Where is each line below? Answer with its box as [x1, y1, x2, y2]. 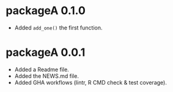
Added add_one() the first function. [14, 24, 103, 31]
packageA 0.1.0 [6, 4, 86, 18]
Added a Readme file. [14, 66, 70, 73]
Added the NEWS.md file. [14, 72, 79, 80]
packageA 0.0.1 [6, 45, 86, 59]
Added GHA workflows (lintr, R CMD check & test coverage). [14, 79, 167, 86]
